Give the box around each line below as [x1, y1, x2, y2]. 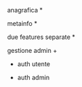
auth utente [17, 60, 51, 68]
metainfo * [7, 19, 38, 27]
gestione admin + [7, 47, 58, 54]
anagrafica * [7, 6, 43, 14]
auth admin [17, 73, 50, 81]
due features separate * [7, 33, 76, 41]
